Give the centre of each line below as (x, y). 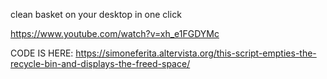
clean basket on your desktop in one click (96, 14)
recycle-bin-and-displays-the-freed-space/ (100, 63)
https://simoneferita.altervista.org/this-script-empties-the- (196, 53)
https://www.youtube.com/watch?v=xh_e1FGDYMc (115, 33)
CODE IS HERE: (42, 53)
